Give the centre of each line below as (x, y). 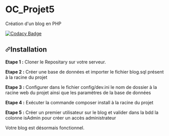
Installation (29, 50)
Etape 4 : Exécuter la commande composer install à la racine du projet (79, 102)
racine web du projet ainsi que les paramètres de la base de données (78, 93)
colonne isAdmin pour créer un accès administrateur (61, 118)
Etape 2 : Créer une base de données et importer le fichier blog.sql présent (84, 72)
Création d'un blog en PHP (33, 24)
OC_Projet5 (30, 9)
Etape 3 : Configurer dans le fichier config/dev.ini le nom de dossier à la (81, 87)
